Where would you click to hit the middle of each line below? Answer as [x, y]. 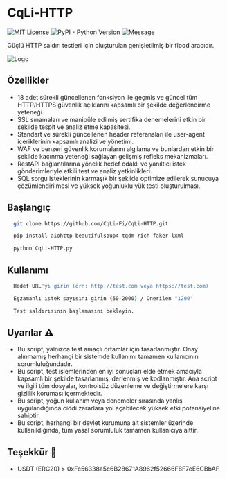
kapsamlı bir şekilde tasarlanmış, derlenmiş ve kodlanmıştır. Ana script [117, 378]
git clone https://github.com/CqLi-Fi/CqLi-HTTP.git [91, 223]
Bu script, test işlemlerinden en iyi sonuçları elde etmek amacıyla [110, 372]
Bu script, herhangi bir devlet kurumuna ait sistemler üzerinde [105, 423]
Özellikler [28, 81]
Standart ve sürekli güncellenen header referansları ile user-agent [111, 134]
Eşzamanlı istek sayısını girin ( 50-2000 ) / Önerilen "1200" [103, 298]
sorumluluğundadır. [45, 364]
